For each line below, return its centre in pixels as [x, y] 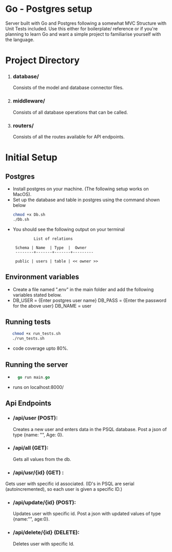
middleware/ [29, 101]
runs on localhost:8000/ [38, 387]
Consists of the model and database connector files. [68, 87]
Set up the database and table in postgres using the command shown [86, 200]
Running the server [37, 364]
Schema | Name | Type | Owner [51, 247]
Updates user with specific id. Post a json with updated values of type [87, 514]
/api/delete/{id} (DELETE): [46, 532]
